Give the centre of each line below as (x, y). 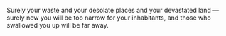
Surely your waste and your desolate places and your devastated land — (113, 10)
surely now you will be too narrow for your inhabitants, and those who (109, 18)
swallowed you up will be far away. (58, 25)
